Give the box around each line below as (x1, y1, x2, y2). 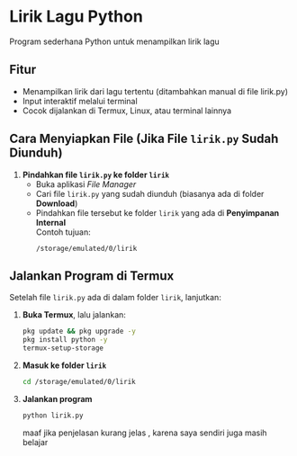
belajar (22, 436, 49, 447)
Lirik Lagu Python (9, 6, 144, 27)
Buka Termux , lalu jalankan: (22, 309, 126, 320)
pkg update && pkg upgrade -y (22, 326, 137, 336)
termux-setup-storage (22, 344, 103, 353)
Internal (35, 217, 67, 228)
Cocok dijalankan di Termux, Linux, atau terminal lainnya (22, 105, 232, 116)
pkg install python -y (22, 335, 108, 344)
